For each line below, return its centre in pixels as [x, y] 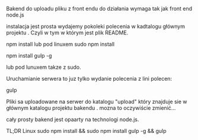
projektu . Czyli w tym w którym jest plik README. [67, 33]
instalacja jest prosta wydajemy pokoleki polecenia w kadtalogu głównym [96, 26]
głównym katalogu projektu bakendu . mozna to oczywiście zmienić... [91, 108]
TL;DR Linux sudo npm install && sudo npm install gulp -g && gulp [86, 131]
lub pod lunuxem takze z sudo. [44, 67]
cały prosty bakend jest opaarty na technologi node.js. [73, 119]
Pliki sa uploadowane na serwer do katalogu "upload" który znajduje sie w [97, 101]
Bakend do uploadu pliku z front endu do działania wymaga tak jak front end [99, 9]
